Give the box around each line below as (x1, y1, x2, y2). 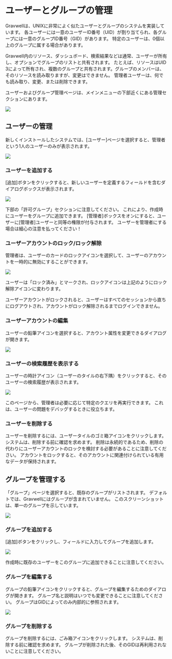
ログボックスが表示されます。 (14, 186, 77, 192)
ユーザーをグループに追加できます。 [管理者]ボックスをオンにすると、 (9, 213, 158, 219)
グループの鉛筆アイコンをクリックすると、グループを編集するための (5, 586, 149, 592)
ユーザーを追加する (5, 166, 53, 174)
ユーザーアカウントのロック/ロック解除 (5, 239, 102, 247)
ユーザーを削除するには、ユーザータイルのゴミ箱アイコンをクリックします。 (5, 432, 167, 439)
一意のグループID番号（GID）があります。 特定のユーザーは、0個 (23, 35, 160, 42)
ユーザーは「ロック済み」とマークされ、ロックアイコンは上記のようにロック (5, 279, 167, 286)
